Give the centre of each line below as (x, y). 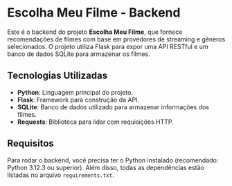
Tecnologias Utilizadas (57, 76)
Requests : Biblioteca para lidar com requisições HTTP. (96, 122)
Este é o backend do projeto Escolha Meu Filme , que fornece (95, 32)
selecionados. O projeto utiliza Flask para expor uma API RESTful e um (108, 46)
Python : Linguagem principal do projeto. (75, 92)
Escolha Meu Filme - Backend (94, 13)
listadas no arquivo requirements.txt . (61, 175)
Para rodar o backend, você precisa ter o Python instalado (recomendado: (113, 160)
